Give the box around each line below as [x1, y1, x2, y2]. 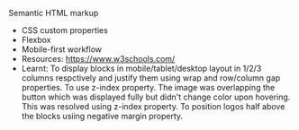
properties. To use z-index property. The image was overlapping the [21, 82, 276, 92]
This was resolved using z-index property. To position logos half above [21, 101, 285, 111]
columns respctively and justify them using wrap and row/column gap [21, 73, 281, 83]
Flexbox [21, 35, 51, 45]
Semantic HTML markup [8, 8, 99, 18]
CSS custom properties [21, 25, 109, 35]
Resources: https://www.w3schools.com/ [21, 54, 176, 64]
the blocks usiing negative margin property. [21, 111, 184, 121]
